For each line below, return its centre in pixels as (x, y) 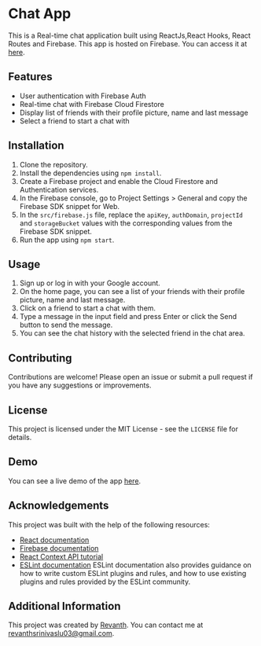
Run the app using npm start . (67, 240)
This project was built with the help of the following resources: (109, 524)
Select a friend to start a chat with (74, 121)
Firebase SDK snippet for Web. (70, 206)
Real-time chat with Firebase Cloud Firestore (92, 104)
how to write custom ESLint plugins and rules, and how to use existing (133, 573)
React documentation (54, 540)
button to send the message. (66, 325)
